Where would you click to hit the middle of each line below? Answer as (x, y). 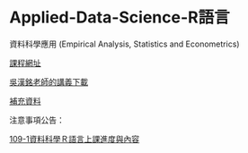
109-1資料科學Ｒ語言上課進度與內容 (75, 139)
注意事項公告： (37, 120)
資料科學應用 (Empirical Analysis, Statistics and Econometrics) (124, 44)
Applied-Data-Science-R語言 (120, 17)
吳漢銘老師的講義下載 (49, 81)
